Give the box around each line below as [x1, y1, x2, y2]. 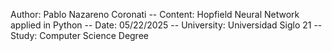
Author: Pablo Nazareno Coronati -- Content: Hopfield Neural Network [10, 9, 300, 20]
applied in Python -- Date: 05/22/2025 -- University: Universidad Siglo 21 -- [10, 19, 323, 31]
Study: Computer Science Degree [10, 30, 149, 41]
